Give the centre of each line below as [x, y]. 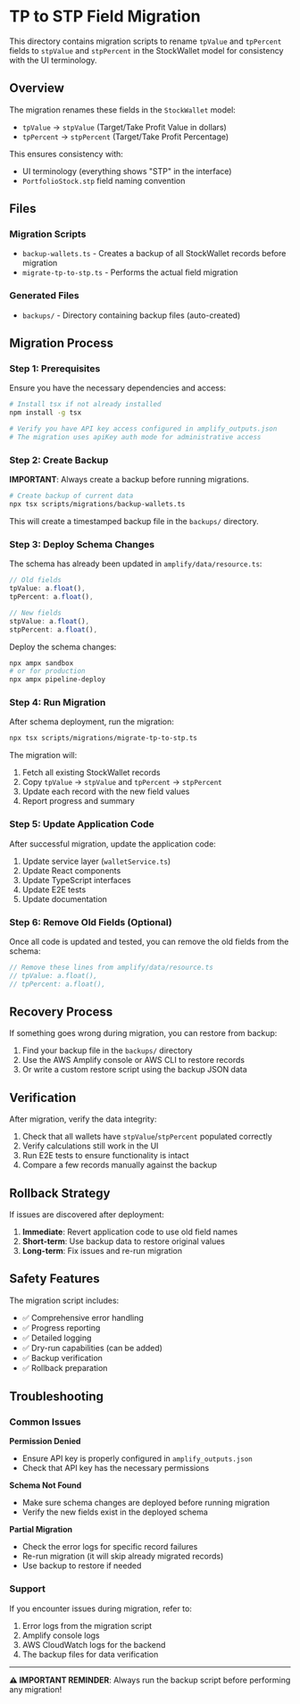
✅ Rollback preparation [65, 1367]
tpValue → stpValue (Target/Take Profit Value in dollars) [125, 127]
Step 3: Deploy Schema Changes [82, 544]
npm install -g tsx [46, 413]
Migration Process [62, 343]
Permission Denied [45, 1441]
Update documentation [64, 898]
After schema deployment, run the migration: [92, 722]
